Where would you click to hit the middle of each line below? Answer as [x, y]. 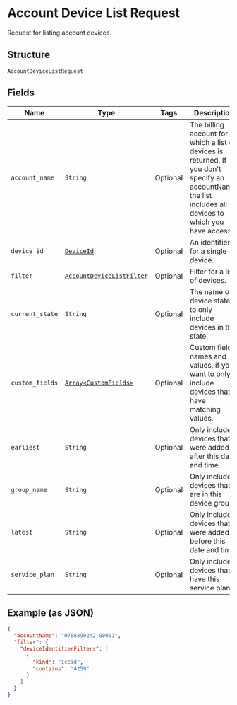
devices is [206, 151]
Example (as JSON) [50, 613]
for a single [208, 251]
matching [205, 409]
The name [206, 291]
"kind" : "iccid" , [58, 662]
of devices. [208, 280]
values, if [205, 365]
